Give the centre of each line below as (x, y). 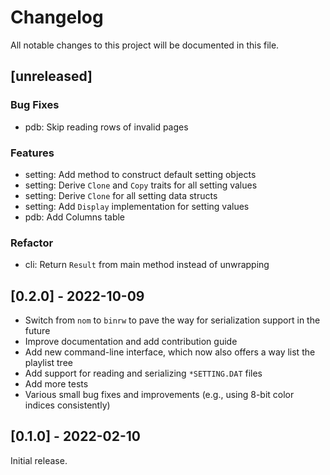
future (37, 331)
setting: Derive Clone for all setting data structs (121, 195)
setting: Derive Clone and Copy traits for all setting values (141, 185)
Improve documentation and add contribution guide (131, 342)
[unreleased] (51, 76)
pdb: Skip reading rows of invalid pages (106, 127)
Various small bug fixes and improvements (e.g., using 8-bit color (159, 395)
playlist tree (48, 363)
